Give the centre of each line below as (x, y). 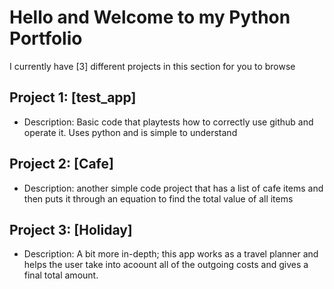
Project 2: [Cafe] (61, 164)
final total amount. (61, 275)
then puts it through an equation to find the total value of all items (158, 198)
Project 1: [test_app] (73, 97)
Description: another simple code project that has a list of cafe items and (173, 188)
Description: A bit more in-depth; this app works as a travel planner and (171, 254)
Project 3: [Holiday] (71, 229)
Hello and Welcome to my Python (150, 17)
